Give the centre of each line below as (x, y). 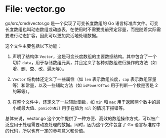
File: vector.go (35, 9)
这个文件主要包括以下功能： (33, 46)
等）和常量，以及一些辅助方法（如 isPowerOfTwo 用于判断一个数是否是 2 (85, 85)
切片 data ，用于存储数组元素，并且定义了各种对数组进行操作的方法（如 (84, 62)
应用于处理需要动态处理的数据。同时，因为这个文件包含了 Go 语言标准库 (83, 124)
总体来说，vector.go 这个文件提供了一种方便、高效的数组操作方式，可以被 (80, 118)
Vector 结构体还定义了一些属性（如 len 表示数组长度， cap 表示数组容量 (84, 79)
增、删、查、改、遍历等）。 (39, 69)
